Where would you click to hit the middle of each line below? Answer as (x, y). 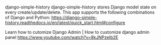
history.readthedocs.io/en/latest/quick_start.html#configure (65, 22)
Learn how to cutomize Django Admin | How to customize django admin (77, 32)
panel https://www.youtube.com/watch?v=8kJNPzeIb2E (62, 37)
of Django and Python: (28, 17)
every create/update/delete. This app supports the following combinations (80, 12)
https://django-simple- (74, 17)
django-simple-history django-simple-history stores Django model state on (81, 7)
